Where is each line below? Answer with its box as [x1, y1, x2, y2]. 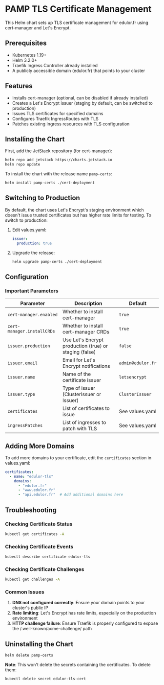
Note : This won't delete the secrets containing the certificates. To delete [5, 662, 151, 668]
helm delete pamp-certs [5, 653, 54, 658]
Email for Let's [62, 356, 96, 363]
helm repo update [5, 162, 41, 167]
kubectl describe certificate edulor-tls [5, 554, 91, 559]
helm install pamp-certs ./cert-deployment [5, 180, 95, 186]
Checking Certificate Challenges [5, 566, 84, 572]
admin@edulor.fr [119, 360, 157, 366]
